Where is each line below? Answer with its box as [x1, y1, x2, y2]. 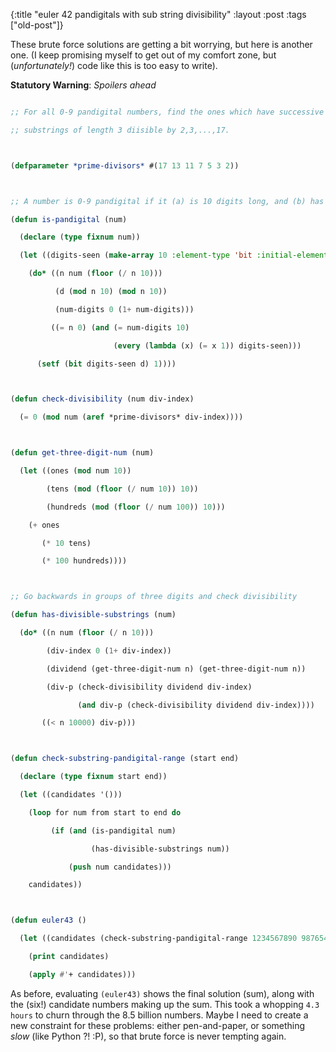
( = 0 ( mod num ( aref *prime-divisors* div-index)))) [19, 412, 244, 423]
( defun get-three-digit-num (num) [10, 448, 155, 458]
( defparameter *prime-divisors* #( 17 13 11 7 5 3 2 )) [10, 160, 240, 171]
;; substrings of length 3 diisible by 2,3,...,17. [10, 125, 230, 135]
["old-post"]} [10, 19, 64, 31]
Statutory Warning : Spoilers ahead [10, 79, 157, 91]
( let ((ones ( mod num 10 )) [19, 466, 132, 476]
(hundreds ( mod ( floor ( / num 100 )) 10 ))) [46, 502, 226, 512]
